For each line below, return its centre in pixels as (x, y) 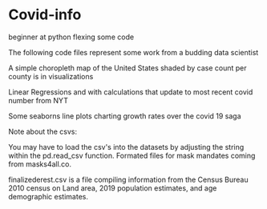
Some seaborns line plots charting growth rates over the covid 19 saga (125, 116)
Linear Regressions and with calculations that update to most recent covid (131, 92)
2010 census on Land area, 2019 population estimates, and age (113, 188)
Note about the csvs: (43, 131)
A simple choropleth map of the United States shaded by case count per (127, 68)
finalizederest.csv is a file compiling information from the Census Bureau (128, 179)
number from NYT (38, 100)
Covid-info (45, 15)
